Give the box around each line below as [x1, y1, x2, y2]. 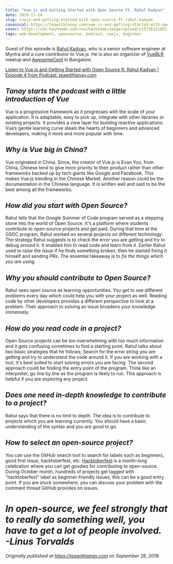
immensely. [5, 309, 30, 315]
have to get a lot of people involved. [5, 524, 162, 536]
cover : [5, 27, 20, 32]
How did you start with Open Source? [5, 201, 128, 210]
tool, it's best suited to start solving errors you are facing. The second [5, 360, 153, 366]
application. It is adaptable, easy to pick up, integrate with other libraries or [5, 114, 164, 120]
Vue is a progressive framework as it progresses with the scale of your [5, 109, 155, 115]
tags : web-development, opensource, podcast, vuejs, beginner [5, 31, 142, 37]
